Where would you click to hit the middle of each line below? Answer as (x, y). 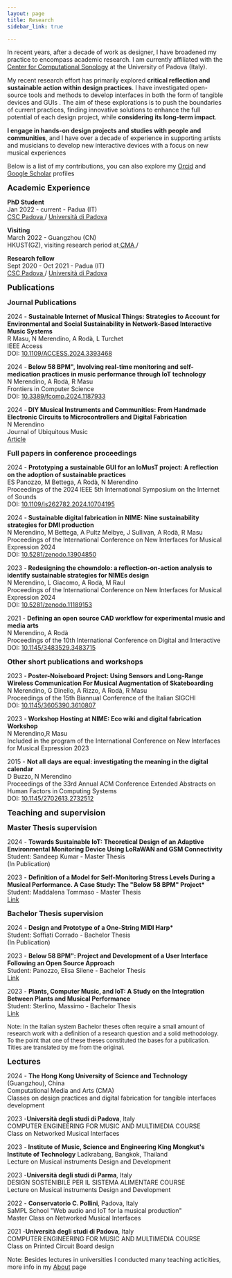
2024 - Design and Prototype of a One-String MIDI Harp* (90, 928)
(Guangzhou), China (36, 1083)
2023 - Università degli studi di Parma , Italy (70, 1175)
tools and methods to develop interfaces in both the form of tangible (126, 95)
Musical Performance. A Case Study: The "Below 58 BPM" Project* (106, 885)
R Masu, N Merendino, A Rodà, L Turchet (65, 339)
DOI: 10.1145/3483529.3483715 (52, 648)
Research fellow (31, 259)
